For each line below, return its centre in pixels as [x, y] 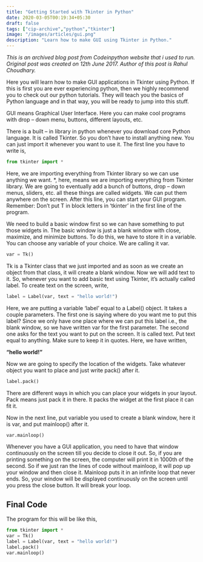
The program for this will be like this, [52, 519]
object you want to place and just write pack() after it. [73, 370]
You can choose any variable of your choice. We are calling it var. [88, 243]
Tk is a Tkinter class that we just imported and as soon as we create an [95, 266]
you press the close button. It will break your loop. [69, 486]
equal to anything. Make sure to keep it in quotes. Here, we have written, [97, 340]
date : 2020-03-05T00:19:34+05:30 [48, 18]
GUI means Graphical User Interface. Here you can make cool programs [96, 113]
